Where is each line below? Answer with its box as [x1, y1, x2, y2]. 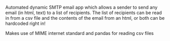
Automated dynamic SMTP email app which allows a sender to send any [5, 5, 158, 10]
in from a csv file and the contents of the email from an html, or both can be [5, 15, 165, 21]
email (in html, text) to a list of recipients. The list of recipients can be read [5, 10, 162, 16]
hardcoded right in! [5, 20, 46, 26]
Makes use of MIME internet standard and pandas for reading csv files [5, 30, 154, 36]
